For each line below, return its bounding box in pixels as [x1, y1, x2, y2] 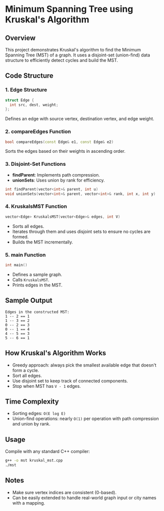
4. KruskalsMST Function [5, 203, 68, 210]
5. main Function [5, 251, 46, 258]
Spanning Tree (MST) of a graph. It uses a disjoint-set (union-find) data [5, 52, 151, 58]
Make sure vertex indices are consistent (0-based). [12, 489, 117, 495]
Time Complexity [5, 397, 59, 406]
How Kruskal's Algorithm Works [5, 349, 106, 357]
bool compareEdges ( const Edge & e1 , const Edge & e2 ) [5, 139, 114, 144]
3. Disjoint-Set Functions [5, 161, 66, 168]
